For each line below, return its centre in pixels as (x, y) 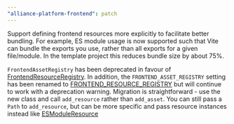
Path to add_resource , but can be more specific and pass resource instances (117, 106)
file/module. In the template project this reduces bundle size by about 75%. (116, 56)
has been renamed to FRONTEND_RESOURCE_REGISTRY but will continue (115, 84)
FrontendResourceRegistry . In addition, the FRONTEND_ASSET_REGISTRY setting (117, 77)
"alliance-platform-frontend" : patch (62, 14)
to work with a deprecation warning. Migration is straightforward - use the (114, 91)
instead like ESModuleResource (53, 114)
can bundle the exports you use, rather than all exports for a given (103, 48)
